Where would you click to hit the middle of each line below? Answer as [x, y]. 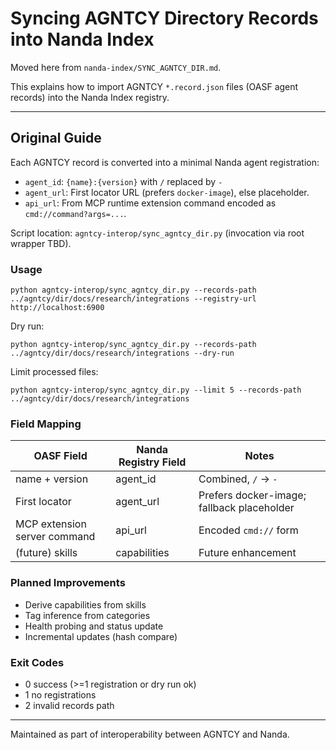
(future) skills [46, 553]
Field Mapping [46, 424]
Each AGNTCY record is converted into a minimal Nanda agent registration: [165, 162]
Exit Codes [37, 662]
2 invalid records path [69, 705]
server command [55, 537]
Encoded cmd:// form [248, 530]
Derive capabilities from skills [85, 604]
